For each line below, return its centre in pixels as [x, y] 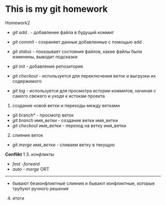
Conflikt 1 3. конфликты [30, 154]
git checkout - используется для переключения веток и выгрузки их [84, 76]
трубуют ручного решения [40, 188]
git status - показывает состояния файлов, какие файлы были [77, 51]
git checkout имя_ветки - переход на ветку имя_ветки [69, 125]
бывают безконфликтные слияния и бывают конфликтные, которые [83, 183]
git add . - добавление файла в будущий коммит [63, 32]
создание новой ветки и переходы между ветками [66, 105]
